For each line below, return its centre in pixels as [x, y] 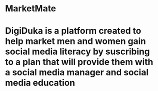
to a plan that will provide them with [79, 62]
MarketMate [31, 9]
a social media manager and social [77, 73]
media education [40, 83]
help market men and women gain [76, 41]
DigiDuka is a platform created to [73, 31]
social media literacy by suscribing [78, 52]
